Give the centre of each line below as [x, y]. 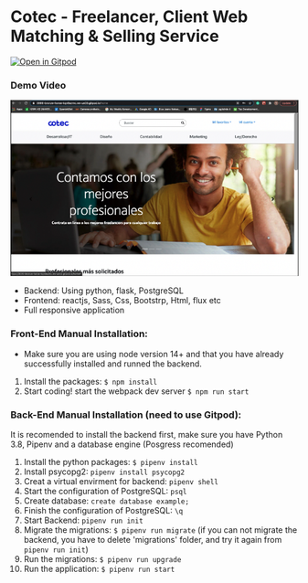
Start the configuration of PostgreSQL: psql [105, 491]
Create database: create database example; [106, 501]
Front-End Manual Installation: [80, 334]
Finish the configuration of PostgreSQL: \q [103, 510]
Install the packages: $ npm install [90, 381]
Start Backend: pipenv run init [84, 520]
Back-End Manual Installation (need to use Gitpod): [126, 415]
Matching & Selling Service [115, 36]
